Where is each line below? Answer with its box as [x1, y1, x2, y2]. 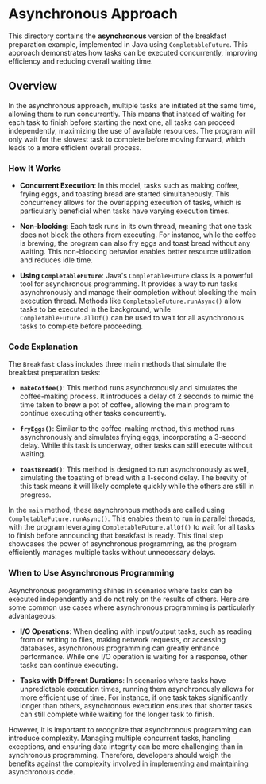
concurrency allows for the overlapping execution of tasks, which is [19, 198, 241, 208]
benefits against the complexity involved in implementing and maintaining [8, 759, 249, 768]
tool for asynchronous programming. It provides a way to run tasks [19, 279, 238, 289]
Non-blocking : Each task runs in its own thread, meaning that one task [19, 222, 253, 231]
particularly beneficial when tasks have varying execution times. [19, 206, 230, 215]
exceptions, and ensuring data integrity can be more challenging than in [8, 741, 244, 751]
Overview [8, 80, 58, 93]
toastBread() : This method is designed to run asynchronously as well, [19, 464, 249, 474]
